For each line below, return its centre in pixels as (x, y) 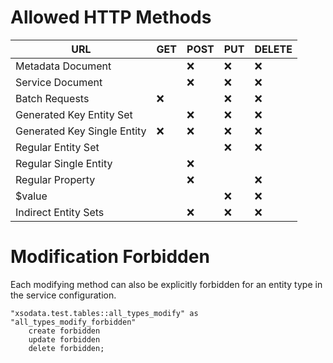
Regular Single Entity (64, 163)
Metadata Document (63, 66)
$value (31, 196)
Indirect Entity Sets (60, 212)
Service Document (59, 82)
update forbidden (64, 339)
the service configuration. (63, 295)
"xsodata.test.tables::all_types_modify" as (104, 313)
